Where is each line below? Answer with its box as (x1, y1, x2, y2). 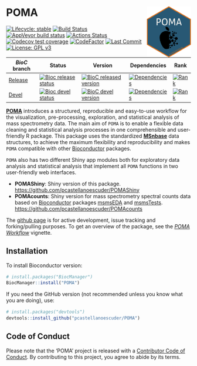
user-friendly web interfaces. (6, 168, 77, 176)
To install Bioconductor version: (6, 262, 83, 269)
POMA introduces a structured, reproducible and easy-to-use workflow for (6, 107, 188, 114)
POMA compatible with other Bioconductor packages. (6, 145, 131, 152)
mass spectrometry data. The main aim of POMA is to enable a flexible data (6, 119, 184, 127)
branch (12, 65, 31, 72)
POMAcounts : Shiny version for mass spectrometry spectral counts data (14, 192, 191, 199)
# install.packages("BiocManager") (6, 274, 93, 280)
